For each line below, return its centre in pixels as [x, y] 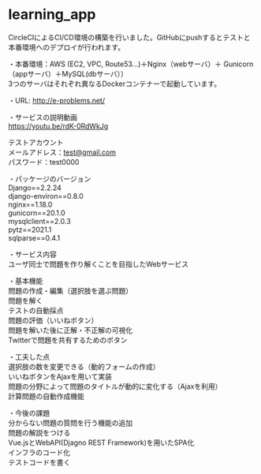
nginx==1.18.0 [30, 204]
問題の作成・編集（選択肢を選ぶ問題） [70, 290]
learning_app [52, 15]
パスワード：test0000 [44, 162]
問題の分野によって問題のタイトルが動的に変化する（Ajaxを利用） [115, 386]
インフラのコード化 [39, 452]
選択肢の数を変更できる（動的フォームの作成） [84, 366]
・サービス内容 [32, 254]
